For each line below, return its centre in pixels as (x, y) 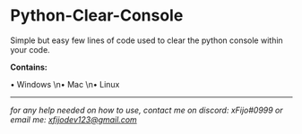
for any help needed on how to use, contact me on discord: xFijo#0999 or (147, 110)
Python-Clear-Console (97, 16)
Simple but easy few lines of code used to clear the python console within (147, 40)
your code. (30, 49)
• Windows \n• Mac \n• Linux (65, 84)
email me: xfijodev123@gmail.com (73, 119)
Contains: (29, 67)
